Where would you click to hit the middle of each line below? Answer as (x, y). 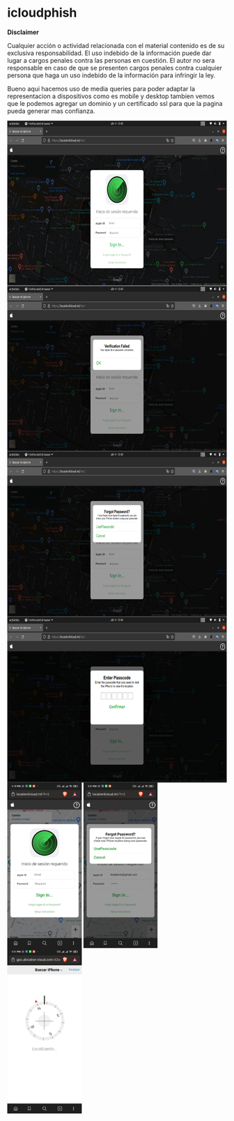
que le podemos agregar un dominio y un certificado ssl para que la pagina (115, 103)
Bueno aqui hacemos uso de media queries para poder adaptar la (101, 88)
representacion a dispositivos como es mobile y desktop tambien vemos (111, 96)
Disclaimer (23, 32)
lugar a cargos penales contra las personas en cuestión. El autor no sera (111, 60)
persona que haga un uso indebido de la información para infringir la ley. (111, 75)
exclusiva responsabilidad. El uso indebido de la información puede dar (109, 53)
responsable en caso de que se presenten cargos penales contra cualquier (115, 68)
